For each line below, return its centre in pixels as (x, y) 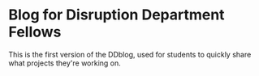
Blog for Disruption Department (117, 15)
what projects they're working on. (65, 63)
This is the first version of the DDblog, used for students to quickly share (130, 54)
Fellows (35, 32)
